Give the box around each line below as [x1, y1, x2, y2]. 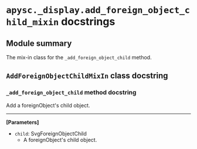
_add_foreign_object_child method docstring [6, 89, 137, 97]
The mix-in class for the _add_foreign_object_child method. [6, 54, 152, 60]
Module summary [6, 38, 72, 48]
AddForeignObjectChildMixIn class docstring [6, 71, 168, 81]
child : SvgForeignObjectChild [14, 130, 87, 137]
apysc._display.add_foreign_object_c [6, 5, 191, 16]
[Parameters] [6, 118, 39, 126]
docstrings [60, 15, 116, 28]
